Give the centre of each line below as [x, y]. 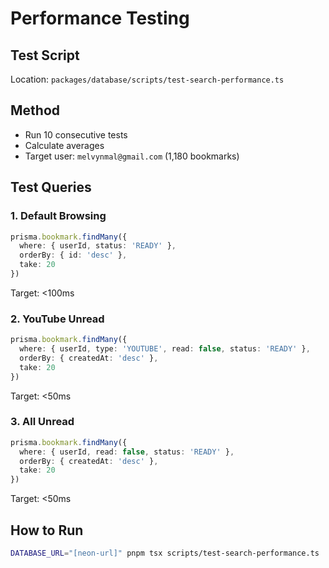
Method [35, 110]
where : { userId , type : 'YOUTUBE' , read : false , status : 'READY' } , [165, 349]
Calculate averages [64, 145]
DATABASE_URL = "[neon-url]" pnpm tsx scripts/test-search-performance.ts [165, 553]
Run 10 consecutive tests [76, 134]
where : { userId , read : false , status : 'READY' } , [127, 452]
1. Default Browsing [58, 216]
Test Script [45, 55]
